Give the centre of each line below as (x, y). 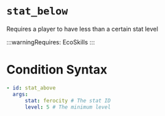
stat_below (37, 11)
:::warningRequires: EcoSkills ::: (51, 42)
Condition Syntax (57, 70)
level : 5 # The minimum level (67, 107)
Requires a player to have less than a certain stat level (82, 29)
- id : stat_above (31, 88)
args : (21, 94)
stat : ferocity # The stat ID (67, 100)
